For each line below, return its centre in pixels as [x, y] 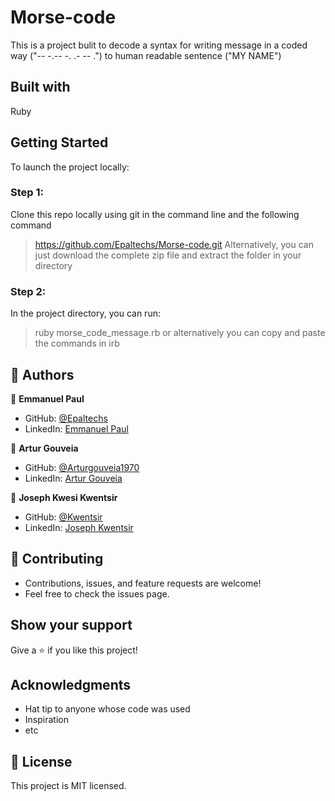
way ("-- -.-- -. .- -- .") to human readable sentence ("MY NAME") [146, 55]
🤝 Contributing [57, 559]
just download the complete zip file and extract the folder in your [168, 255]
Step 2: [28, 291]
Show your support [71, 625]
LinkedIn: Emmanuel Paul [76, 428]
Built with [40, 87]
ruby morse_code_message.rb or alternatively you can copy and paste [180, 333]
